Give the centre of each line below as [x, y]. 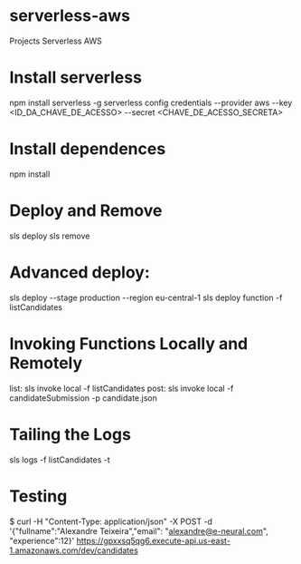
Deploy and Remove [86, 210]
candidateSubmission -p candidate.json [84, 398]
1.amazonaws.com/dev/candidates [74, 550]
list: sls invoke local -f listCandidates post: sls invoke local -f [122, 388]
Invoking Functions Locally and [129, 343]
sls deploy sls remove [50, 236]
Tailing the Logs [70, 434]
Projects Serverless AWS [56, 41]
